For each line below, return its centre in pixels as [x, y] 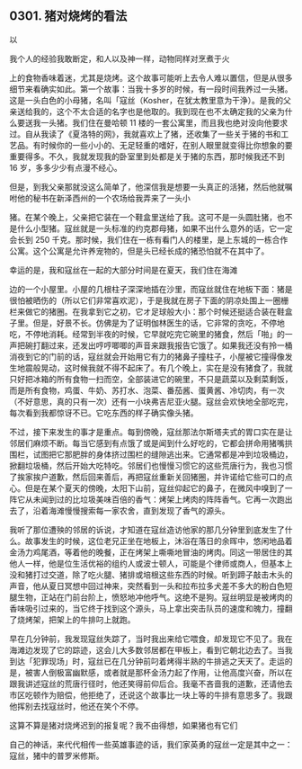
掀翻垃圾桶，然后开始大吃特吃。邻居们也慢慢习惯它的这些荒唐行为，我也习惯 [151, 465]
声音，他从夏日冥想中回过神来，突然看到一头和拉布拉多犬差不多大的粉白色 [147, 586]
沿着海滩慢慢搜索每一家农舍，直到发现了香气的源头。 [131, 510]
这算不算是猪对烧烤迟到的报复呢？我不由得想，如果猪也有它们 [124, 725]
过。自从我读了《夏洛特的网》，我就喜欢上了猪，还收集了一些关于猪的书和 [145, 134]
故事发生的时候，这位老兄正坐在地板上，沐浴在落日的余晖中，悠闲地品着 [159, 541]
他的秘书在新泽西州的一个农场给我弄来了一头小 [103, 198]
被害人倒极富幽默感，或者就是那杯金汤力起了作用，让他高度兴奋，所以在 [159, 672]
